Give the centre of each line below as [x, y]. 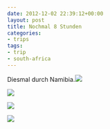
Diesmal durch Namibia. [41, 79]
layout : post [26, 20]
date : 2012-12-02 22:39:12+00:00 [55, 14]
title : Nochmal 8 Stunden [44, 26]
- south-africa [29, 59]
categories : [24, 33]
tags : [15, 46]
